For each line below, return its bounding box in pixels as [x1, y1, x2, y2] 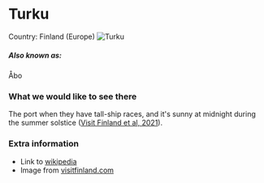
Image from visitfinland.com [19, 165, 115, 175]
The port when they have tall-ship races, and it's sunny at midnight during [8, 109, 256, 119]
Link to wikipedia [19, 156, 77, 166]
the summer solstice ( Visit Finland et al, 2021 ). [8, 118, 163, 128]
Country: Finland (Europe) [8, 32, 96, 41]
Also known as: [8, 50, 63, 60]
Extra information [8, 138, 80, 150]
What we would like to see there [8, 91, 137, 102]
